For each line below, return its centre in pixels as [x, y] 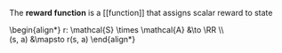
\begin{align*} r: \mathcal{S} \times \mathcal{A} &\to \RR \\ [117, 30]
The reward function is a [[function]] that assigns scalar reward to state [141, 13]
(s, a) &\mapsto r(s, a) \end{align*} [73, 39]
